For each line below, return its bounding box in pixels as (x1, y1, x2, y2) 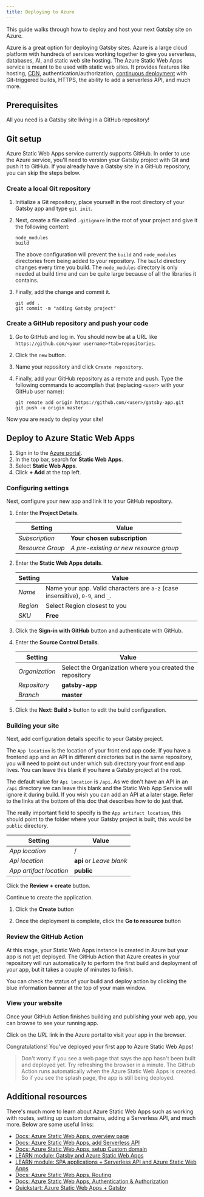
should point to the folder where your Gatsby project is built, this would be (6, 816, 192, 823)
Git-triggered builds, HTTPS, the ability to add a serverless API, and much (6, 76, 191, 83)
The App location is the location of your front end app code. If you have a (6, 747, 191, 754)
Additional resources (6, 1091, 87, 1102)
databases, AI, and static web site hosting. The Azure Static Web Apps (6, 56, 183, 64)
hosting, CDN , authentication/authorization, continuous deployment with (6, 69, 188, 77)
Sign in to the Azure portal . (15, 449, 83, 456)
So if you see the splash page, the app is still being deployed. (21, 1074, 175, 1081)
